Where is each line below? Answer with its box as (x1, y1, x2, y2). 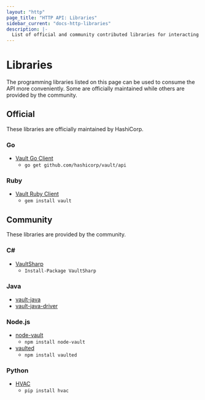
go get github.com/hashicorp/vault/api (24, 162, 127, 168)
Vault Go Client (15, 154, 53, 162)
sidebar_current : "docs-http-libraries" (6, 20, 112, 26)
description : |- (6, 26, 48, 32)
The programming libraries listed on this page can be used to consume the (6, 78, 195, 86)
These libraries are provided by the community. (6, 231, 126, 238)
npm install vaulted (24, 352, 77, 358)
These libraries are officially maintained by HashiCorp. (6, 125, 144, 132)
